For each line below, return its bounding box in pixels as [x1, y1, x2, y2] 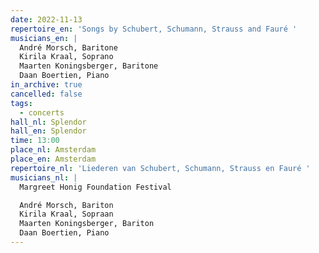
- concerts [19, 107, 65, 118]
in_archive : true [10, 80, 83, 90]
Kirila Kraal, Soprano [19, 52, 114, 62]
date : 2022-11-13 [10, 14, 83, 25]
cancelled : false [10, 89, 83, 99]
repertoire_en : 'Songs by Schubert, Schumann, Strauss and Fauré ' [10, 24, 298, 34]
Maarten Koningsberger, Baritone [19, 61, 159, 71]
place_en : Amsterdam [10, 154, 97, 164]
